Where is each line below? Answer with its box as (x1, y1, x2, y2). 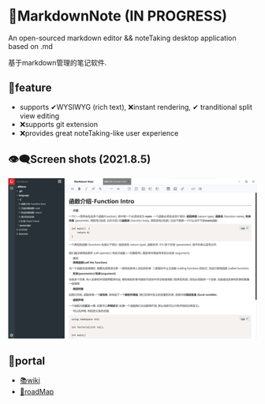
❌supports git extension (19, 119, 99, 129)
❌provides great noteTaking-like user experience (19, 128, 179, 137)
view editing (19, 110, 60, 121)
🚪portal (8, 354, 46, 368)
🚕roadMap (19, 387, 54, 397)
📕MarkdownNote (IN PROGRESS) (8, 7, 227, 25)
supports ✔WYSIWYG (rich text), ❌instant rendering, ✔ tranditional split (19, 102, 252, 111)
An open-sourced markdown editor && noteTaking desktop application (8, 33, 237, 43)
